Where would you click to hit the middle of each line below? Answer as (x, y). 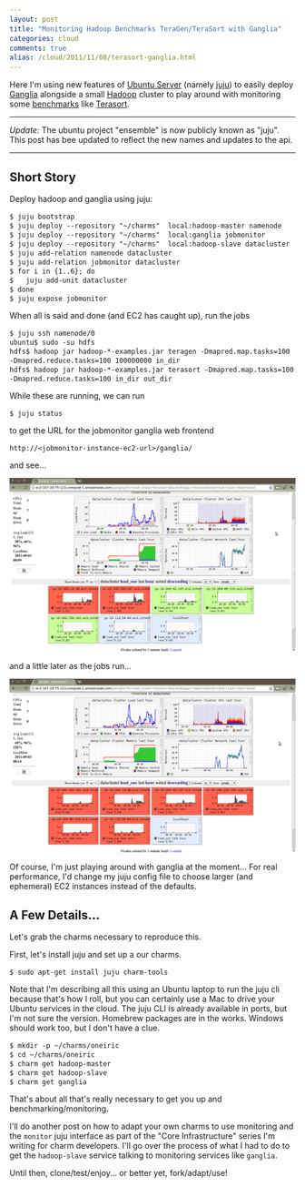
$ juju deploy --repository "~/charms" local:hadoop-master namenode (146, 226)
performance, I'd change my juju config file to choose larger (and (132, 877)
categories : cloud (44, 38)
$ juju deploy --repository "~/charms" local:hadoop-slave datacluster (150, 244)
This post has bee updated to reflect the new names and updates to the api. (151, 140)
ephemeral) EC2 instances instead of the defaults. (103, 887)
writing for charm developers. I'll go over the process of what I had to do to (150, 1146)
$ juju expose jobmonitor (58, 299)
